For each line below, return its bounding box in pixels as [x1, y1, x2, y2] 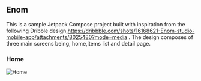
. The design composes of [128, 33, 194, 41]
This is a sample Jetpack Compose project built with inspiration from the [6, 20, 186, 28]
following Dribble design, [6, 27, 68, 34]
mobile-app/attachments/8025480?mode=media [6, 33, 128, 41]
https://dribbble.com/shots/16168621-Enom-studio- [67, 27, 195, 34]
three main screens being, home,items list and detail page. [6, 40, 151, 47]
